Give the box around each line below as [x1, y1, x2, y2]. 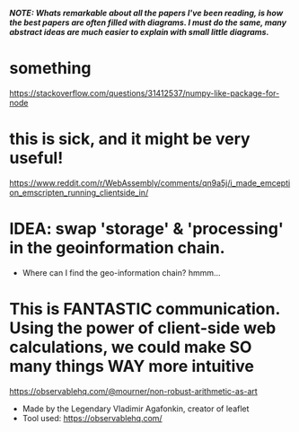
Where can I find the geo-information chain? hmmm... [22, 267, 222, 278]
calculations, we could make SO [9, 337, 252, 357]
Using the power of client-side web [9, 318, 277, 338]
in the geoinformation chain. [9, 238, 226, 259]
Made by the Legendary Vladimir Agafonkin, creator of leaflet [22, 403, 250, 414]
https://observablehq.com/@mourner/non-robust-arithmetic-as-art [9, 385, 258, 396]
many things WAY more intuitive [9, 357, 254, 376]
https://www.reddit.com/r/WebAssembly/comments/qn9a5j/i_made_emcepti [9, 177, 291, 188]
